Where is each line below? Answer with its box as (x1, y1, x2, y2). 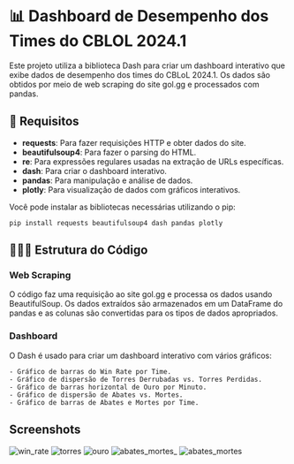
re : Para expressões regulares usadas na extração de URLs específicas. (21, 156, 284, 167)
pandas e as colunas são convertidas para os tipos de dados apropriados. (9, 308, 278, 318)
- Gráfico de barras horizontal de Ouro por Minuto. (9, 383, 207, 392)
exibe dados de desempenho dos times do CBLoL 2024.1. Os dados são (9, 69, 271, 80)
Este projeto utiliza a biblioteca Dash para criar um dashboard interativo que (9, 60, 285, 71)
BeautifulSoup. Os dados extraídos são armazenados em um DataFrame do (9, 299, 283, 309)
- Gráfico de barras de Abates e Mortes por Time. (9, 398, 200, 407)
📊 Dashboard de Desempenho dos (9, 6, 269, 27)
